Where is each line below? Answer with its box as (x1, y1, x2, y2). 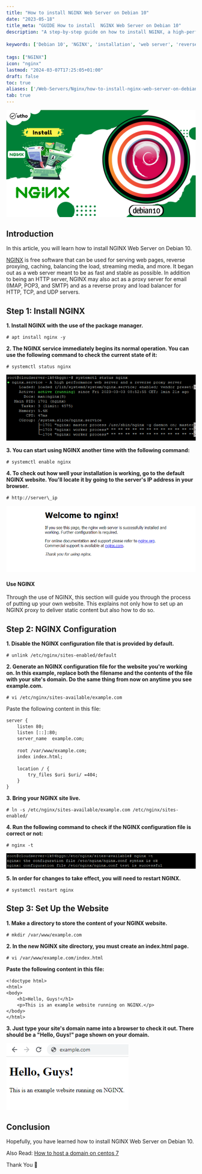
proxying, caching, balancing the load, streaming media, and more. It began (6, 263, 194, 270)
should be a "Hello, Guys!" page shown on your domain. (6, 1031, 150, 1038)
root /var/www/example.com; (17, 748, 87, 754)
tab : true (6, 92, 31, 99)
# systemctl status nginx (6, 364, 71, 370)
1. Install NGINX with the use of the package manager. (6, 322, 143, 329)
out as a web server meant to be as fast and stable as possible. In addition (6, 269, 191, 277)
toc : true (6, 80, 31, 86)
